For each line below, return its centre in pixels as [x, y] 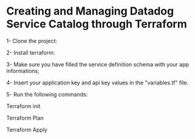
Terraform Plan [25, 118]
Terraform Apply [27, 129]
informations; [23, 70]
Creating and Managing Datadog [90, 11]
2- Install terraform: [31, 52]
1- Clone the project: [32, 41]
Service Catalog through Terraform [97, 24]
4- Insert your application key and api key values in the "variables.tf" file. [97, 83]
